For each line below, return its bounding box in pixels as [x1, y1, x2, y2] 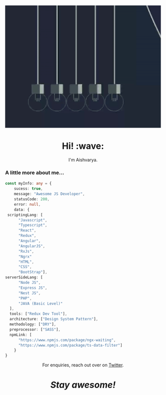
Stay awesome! [50, 379, 116, 391]
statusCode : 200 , [14, 197, 50, 202]
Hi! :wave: [62, 140, 104, 152]
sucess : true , [14, 186, 43, 191]
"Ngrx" [18, 254, 32, 259]
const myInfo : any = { [5, 181, 52, 186]
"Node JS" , [18, 280, 41, 285]
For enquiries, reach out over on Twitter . [42, 362, 124, 368]
